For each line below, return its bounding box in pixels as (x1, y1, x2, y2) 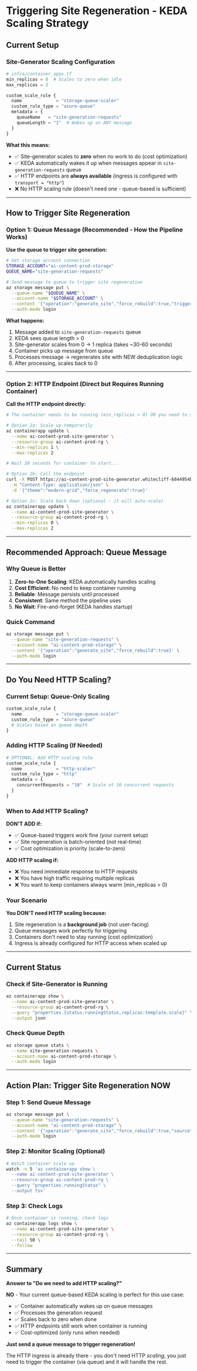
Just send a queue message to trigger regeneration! (6, 1341, 136, 1348)
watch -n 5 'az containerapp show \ (6, 1166, 96, 1172)
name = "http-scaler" (11, 766, 96, 772)
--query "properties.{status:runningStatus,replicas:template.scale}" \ (11, 1010, 193, 1015)
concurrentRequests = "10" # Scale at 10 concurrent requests (16, 782, 175, 788)
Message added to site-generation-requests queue (14, 328, 141, 336)
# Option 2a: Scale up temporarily (6, 423, 93, 428)
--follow (11, 1242, 33, 1248)
